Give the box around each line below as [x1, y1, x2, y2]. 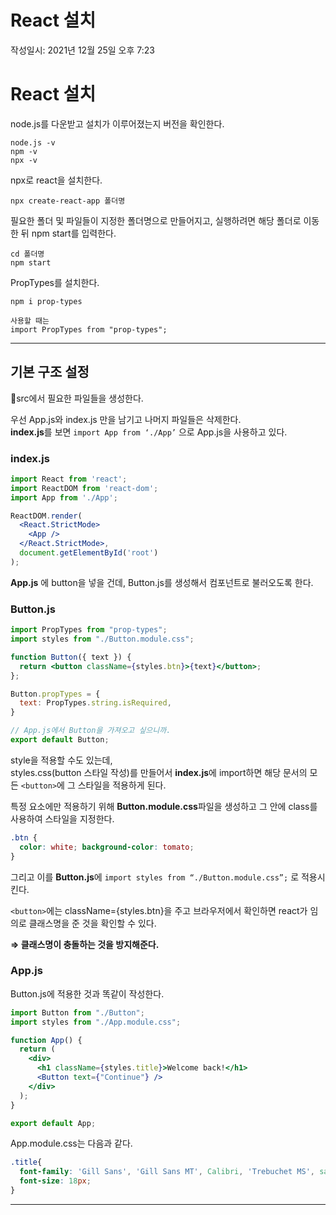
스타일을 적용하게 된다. [77, 779, 167, 791]
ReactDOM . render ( [10, 511, 83, 521]
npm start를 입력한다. [31, 227, 117, 239]
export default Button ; [10, 735, 110, 745]
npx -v [10, 155, 38, 165]
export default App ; [10, 1118, 97, 1128]
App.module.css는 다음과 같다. [10, 1137, 133, 1150]
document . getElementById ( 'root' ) [19, 548, 159, 558]
